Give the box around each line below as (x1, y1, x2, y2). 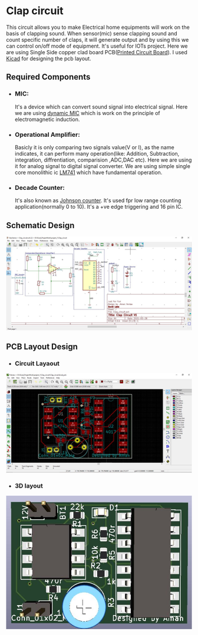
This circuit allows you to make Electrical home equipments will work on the (6, 24, 190, 31)
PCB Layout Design (6, 342, 78, 352)
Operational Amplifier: (14, 130, 81, 139)
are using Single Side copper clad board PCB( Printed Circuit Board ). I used (6, 48, 187, 55)
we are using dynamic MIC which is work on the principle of (14, 109, 160, 116)
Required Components (6, 72, 91, 82)
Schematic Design (6, 220, 75, 231)
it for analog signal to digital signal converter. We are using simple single (14, 162, 190, 169)
